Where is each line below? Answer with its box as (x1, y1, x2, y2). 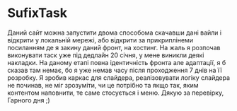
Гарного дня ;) (7, 95, 51, 104)
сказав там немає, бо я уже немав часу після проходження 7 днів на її (7, 66, 222, 74)
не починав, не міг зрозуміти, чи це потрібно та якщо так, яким (7, 81, 199, 89)
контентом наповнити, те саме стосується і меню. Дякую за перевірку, (7, 88, 224, 97)
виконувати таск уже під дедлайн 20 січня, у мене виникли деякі (7, 51, 204, 59)
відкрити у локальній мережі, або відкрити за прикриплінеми (7, 35, 193, 44)
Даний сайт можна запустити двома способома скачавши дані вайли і (7, 28, 221, 37)
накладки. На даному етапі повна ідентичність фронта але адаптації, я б (7, 58, 226, 66)
